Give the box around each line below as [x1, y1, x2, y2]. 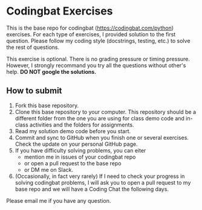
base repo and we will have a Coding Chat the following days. [15, 185, 169, 192]
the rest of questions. [6, 44, 60, 51]
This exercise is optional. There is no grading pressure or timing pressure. [6, 55, 191, 62]
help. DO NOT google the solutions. [6, 68, 97, 75]
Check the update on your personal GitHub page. [15, 140, 138, 148]
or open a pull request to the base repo [24, 159, 122, 167]
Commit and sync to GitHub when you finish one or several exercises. [15, 134, 189, 141]
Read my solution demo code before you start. [15, 127, 131, 134]
